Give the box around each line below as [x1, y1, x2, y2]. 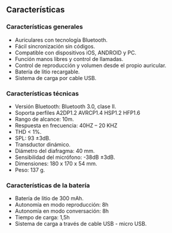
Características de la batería [6, 181, 90, 189]
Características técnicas [6, 89, 79, 97]
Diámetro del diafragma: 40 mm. [14, 147, 95, 154]
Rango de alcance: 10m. [14, 115, 74, 122]
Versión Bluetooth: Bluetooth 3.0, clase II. [14, 103, 116, 110]
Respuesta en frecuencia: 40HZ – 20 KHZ [14, 122, 118, 129]
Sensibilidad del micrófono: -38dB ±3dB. [14, 154, 115, 161]
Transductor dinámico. [14, 140, 70, 148]
